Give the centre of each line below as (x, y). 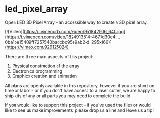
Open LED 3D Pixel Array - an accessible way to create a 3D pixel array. (77, 22)
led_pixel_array (36, 9)
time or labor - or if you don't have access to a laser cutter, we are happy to (80, 90)
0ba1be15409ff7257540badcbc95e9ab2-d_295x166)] (58, 42)
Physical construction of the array (46, 66)
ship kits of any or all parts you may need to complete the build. (68, 96)
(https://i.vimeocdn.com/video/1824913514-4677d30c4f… (63, 37)
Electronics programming (37, 71)
